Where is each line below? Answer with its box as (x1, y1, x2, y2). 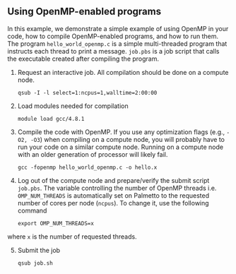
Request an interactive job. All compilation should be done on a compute (17, 68, 229, 76)
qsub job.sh (17, 259, 53, 267)
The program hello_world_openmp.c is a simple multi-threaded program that (7, 39, 228, 48)
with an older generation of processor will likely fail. (17, 150, 168, 158)
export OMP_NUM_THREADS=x (17, 220, 94, 227)
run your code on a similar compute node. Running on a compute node (17, 143, 224, 151)
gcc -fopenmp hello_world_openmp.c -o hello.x (17, 164, 158, 171)
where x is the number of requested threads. (7, 232, 137, 241)
